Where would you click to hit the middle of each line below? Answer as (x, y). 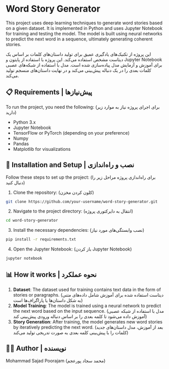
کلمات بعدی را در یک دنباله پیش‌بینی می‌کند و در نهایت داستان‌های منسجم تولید (78, 70)
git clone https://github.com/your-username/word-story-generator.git (82, 201)
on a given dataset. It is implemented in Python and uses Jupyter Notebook (84, 28)
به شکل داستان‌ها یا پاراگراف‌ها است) (48, 300)
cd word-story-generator (32, 221)
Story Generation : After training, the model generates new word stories (88, 321)
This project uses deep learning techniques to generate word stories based (84, 23)
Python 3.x (24, 122)
